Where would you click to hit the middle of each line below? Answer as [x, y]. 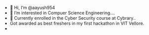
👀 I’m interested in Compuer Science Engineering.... [62, 13]
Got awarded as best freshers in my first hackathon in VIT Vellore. [77, 23]
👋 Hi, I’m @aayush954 [32, 8]
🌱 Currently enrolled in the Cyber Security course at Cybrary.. [73, 18]
